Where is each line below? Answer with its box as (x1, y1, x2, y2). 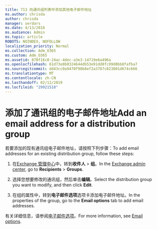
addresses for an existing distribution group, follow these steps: (5, 151, 134, 157)
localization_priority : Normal (5, 44, 69, 49)
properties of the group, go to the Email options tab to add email (12, 198, 144, 204)
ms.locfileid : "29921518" (5, 84, 58, 90)
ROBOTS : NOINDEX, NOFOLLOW (5, 39, 61, 44)
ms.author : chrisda (5, 12, 45, 17)
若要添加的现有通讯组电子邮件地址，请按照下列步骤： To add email (5, 145, 139, 151)
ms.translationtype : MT (5, 71, 54, 76)
